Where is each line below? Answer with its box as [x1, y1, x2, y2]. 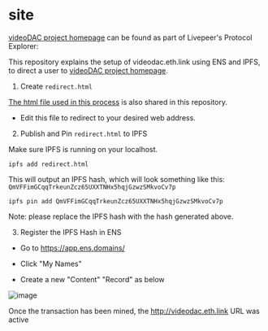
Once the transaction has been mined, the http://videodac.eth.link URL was [8, 306, 260, 316]
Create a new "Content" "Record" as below [19, 274, 165, 284]
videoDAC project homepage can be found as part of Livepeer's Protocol [8, 33, 253, 42]
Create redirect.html [19, 81, 93, 91]
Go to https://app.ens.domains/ [19, 242, 125, 253]
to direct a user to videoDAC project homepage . [8, 65, 168, 75]
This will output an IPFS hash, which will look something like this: [8, 174, 225, 184]
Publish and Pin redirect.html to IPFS [19, 128, 148, 138]
